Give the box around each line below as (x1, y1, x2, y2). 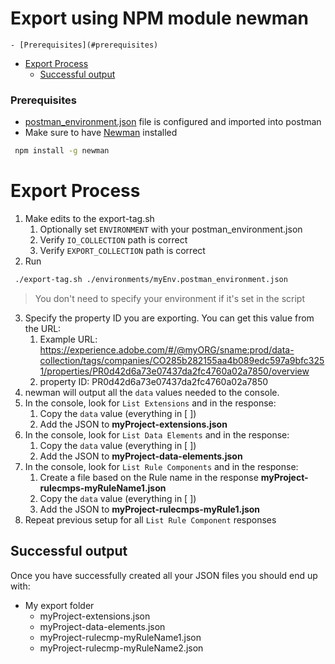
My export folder (24, 599, 95, 611)
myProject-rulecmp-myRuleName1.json (39, 631, 202, 643)
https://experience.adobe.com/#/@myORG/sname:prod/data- (39, 343, 295, 356)
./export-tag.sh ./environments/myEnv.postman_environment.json (14, 275, 288, 285)
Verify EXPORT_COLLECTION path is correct (39, 245, 206, 257)
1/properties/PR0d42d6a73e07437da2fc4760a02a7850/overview (39, 365, 310, 377)
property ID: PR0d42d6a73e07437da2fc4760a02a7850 (39, 375, 269, 387)
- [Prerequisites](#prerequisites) (10, 40, 159, 50)
